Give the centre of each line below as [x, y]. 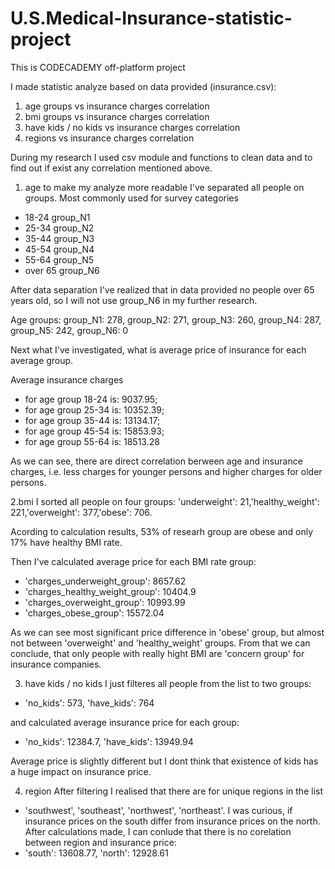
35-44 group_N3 [59, 238]
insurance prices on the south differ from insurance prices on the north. [172, 821]
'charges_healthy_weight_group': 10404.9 [110, 591]
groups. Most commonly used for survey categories [131, 198]
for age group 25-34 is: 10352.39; [94, 409]
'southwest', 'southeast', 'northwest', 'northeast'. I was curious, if [158, 810]
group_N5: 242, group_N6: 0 [69, 330]
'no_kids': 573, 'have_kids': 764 [89, 703]
